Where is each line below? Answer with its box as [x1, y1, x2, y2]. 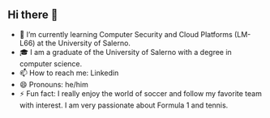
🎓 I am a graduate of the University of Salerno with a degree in [19, 47, 232, 57]
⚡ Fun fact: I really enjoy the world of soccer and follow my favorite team [19, 88, 263, 98]
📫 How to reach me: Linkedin [19, 68, 119, 78]
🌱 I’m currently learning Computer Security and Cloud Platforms [19, 29, 233, 39]
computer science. [19, 58, 83, 69]
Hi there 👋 [7, 8, 58, 22]
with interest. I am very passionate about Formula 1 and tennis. [19, 100, 229, 110]
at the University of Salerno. [36, 38, 131, 48]
